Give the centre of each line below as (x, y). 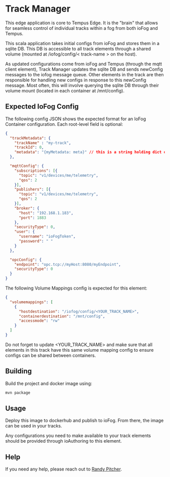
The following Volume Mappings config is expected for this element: (76, 288)
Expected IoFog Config (42, 107)
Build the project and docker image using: (49, 383)
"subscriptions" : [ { (36, 171)
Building (18, 371)
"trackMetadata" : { (30, 138)
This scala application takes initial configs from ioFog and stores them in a (82, 43)
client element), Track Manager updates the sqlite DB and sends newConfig (84, 69)
